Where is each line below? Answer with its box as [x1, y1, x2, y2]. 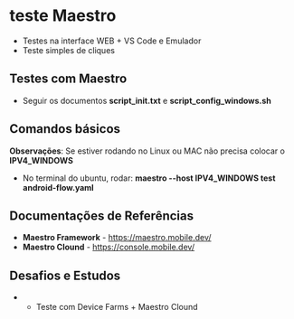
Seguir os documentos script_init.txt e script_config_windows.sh [22, 95, 271, 106]
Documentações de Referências [9, 208, 194, 223]
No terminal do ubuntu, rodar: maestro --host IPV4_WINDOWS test [22, 173, 276, 183]
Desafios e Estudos [9, 267, 121, 283]
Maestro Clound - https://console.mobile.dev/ [22, 241, 195, 253]
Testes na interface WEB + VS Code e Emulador [22, 35, 202, 46]
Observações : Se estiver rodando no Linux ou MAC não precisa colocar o [9, 145, 285, 156]
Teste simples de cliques [22, 44, 116, 55]
